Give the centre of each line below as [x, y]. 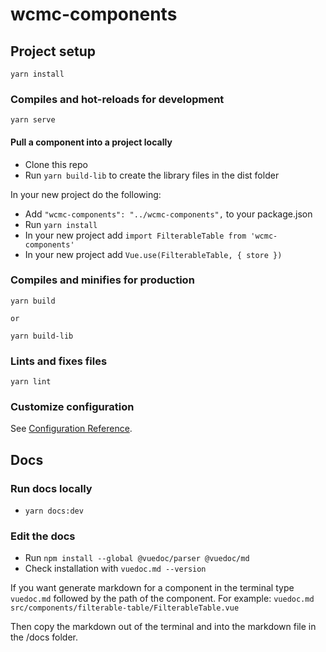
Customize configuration [72, 407]
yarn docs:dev [54, 511]
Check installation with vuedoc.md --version [115, 569]
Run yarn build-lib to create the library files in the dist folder [152, 175]
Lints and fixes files [59, 361]
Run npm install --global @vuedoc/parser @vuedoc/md [137, 558]
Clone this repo [56, 164]
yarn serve [33, 120]
